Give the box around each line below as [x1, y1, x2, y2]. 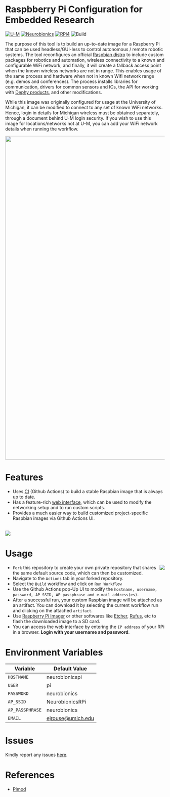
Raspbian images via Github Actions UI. [12, 515, 95, 521]
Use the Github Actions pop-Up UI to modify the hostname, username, [12, 586, 158, 592]
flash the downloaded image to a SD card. [12, 618, 100, 624]
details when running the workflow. [5, 125, 78, 132]
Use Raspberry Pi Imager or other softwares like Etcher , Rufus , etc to [12, 613, 156, 619]
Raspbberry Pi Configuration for [5, 4, 143, 15]
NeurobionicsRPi [46, 698, 87, 705]
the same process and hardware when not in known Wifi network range [5, 73, 154, 79]
